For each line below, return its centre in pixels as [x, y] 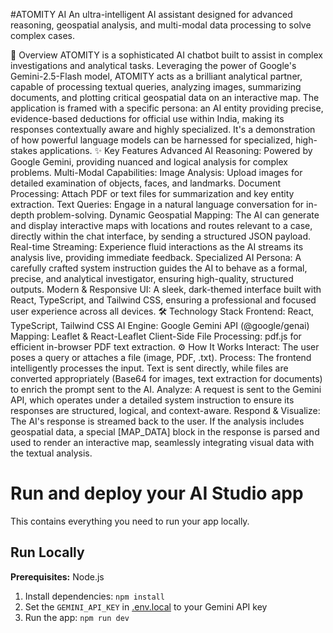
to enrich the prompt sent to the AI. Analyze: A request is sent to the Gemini [166, 389]
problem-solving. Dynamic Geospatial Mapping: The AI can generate [178, 215]
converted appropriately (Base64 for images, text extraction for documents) [166, 378]
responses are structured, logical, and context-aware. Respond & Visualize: [165, 410]
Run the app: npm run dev [77, 617]
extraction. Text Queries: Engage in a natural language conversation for [157, 204]
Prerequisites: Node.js [57, 576]
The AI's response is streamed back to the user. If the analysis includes [157, 421]
